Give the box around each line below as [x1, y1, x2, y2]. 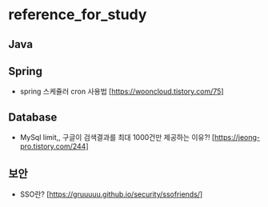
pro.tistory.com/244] [19, 141, 90, 151]
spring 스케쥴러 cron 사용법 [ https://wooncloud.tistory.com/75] [19, 86, 224, 97]
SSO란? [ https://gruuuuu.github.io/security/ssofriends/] [19, 189, 203, 199]
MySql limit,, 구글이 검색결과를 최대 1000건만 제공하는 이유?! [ [19, 133, 215, 142]
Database [8, 110, 58, 124]
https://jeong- [214, 133, 261, 142]
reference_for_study [8, 6, 147, 24]
